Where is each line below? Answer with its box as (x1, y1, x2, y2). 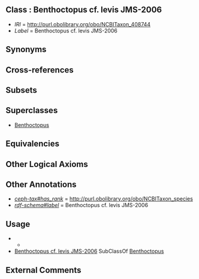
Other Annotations (5, 179, 77, 189)
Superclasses (5, 105, 58, 116)
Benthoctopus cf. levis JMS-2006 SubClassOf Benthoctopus (14, 248, 164, 255)
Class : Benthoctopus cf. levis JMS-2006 (5, 5, 162, 15)
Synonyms (5, 44, 47, 54)
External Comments (5, 265, 82, 275)
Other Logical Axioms (5, 159, 88, 169)
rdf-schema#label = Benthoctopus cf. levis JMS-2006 (14, 202, 148, 209)
